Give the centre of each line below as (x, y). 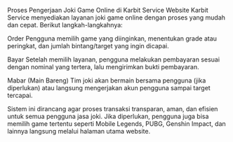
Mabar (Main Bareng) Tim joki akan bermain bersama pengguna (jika (107, 80)
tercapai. (20, 95)
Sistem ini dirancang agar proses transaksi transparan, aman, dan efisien (113, 109)
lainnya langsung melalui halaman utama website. (79, 131)
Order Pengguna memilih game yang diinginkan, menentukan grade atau (112, 38)
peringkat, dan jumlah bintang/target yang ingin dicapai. (88, 46)
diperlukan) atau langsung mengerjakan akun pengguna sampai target (109, 88)
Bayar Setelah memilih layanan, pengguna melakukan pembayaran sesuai (113, 59)
